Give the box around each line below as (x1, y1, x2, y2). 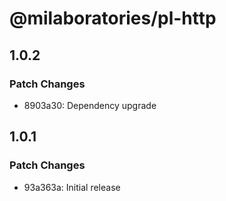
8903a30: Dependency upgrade (23, 99, 157, 111)
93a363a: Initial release (23, 181, 121, 193)
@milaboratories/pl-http (9, 7, 217, 30)
